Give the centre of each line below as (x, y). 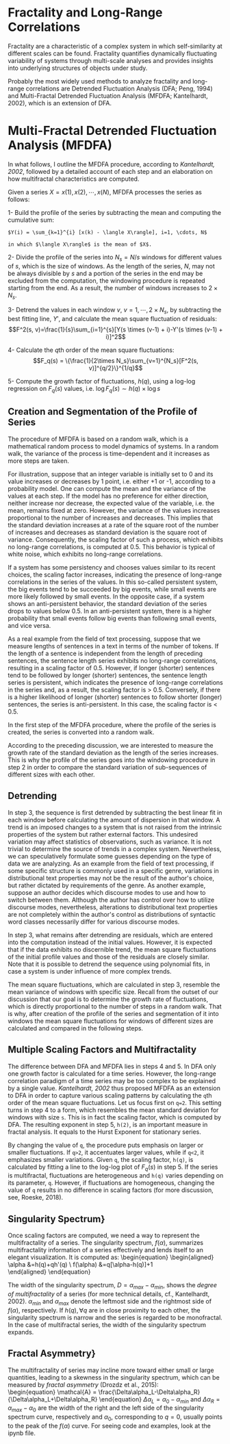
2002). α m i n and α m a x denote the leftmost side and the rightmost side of (110, 1302)
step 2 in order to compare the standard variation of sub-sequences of (107, 767)
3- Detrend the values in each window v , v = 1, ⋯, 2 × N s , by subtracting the (115, 311)
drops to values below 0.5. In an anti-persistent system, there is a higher (110, 611)
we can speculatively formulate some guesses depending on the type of (110, 856)
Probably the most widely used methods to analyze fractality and (99, 81)
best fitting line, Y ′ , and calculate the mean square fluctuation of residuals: (113, 319)
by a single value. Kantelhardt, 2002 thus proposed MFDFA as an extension (114, 1088)
